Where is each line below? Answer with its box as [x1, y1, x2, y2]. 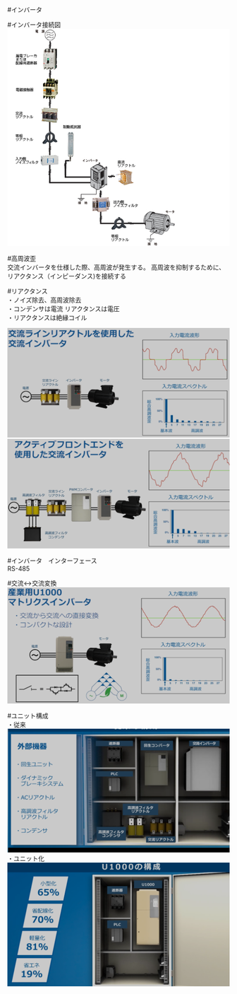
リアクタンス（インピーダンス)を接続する [7, 272, 127, 281]
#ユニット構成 [7, 711, 49, 720]
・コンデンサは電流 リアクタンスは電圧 [7, 305, 120, 313]
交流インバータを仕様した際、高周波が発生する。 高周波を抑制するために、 [7, 263, 226, 271]
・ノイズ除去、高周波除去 [7, 296, 82, 305]
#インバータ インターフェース [7, 556, 97, 565]
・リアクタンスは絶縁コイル [7, 313, 87, 322]
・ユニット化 [7, 854, 44, 863]
